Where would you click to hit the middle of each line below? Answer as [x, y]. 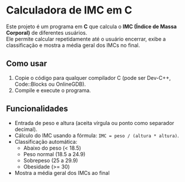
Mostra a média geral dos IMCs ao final [62, 173]
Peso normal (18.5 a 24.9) [54, 154]
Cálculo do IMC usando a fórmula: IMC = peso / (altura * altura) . [97, 135]
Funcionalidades [37, 109]
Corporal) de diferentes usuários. [47, 32]
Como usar [27, 64]
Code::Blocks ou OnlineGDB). [50, 84]
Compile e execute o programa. [53, 90]
